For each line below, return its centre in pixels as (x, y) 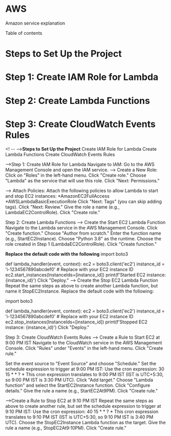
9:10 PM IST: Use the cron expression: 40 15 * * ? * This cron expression (82, 412)
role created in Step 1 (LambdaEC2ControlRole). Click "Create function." (81, 244)
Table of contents (24, 33)
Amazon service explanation (35, 23)
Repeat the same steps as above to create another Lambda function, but (82, 286)
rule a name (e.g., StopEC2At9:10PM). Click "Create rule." (66, 428)
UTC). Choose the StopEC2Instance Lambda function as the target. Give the (85, 423)
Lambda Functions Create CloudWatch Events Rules (60, 155)
